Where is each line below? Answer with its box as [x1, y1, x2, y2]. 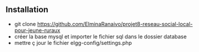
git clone [14, 20, 37, 27]
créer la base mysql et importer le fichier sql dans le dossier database [14, 32, 187, 40]
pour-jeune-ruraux [14, 27, 61, 34]
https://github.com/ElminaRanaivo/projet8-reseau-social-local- [37, 20, 193, 27]
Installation [5, 5, 49, 15]
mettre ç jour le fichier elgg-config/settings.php [14, 39, 132, 46]
